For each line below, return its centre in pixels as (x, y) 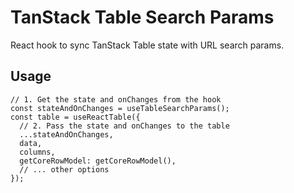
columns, (37, 152)
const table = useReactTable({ (75, 117)
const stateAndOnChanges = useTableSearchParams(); (120, 108)
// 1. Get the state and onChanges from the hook (116, 99)
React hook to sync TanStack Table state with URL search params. (147, 45)
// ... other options (64, 169)
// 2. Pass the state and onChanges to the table (124, 126)
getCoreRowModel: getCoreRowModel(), (98, 161)
